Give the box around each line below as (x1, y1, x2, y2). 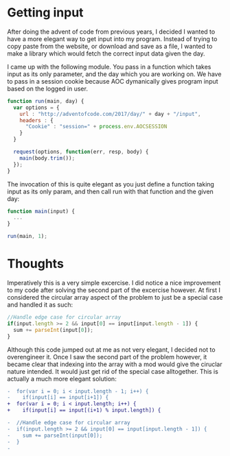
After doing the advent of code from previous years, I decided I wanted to (7, 27, 216, 36)
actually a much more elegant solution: (7, 374, 117, 383)
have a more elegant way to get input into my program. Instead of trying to (7, 34, 218, 43)
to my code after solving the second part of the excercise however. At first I (7, 286, 221, 294)
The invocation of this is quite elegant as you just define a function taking (7, 180, 215, 188)
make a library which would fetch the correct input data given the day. (7, 49, 205, 58)
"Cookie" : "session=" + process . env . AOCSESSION (25, 123, 168, 130)
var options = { (13, 104, 60, 111)
